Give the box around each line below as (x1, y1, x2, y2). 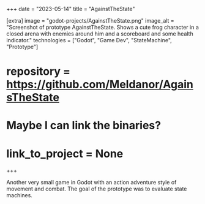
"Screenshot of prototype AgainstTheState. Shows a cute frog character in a (6, 24, 199, 31)
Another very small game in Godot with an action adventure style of (6, 179, 177, 186)
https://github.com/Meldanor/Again (6, 78, 194, 91)
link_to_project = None (6, 146, 124, 161)
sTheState (6, 91, 60, 105)
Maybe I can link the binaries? (6, 119, 161, 132)
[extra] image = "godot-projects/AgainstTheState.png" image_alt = (6, 17, 174, 24)
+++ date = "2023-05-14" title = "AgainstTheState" (6, 6, 136, 12)
